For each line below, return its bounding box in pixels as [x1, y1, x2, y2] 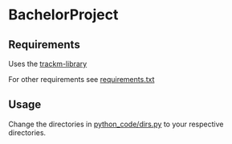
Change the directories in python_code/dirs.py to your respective [8, 119, 224, 129]
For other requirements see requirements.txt [8, 75, 155, 84]
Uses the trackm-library [8, 59, 88, 68]
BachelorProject [8, 6, 119, 24]
